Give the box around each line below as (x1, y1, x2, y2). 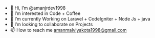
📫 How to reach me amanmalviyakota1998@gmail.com (10, 27, 127, 33)
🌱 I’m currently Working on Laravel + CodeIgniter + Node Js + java (10, 16, 150, 22)
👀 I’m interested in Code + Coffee (10, 10, 81, 16)
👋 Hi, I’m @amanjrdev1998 (10, 5, 66, 11)
